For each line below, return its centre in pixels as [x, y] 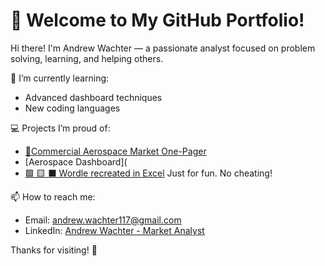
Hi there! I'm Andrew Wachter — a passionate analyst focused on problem [163, 48]
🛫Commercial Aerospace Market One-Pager [115, 151]
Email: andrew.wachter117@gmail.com [103, 220]
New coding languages [72, 108]
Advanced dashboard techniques [93, 97]
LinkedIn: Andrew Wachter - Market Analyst [114, 230]
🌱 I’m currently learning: [60, 78]
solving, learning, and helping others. [87, 58]
